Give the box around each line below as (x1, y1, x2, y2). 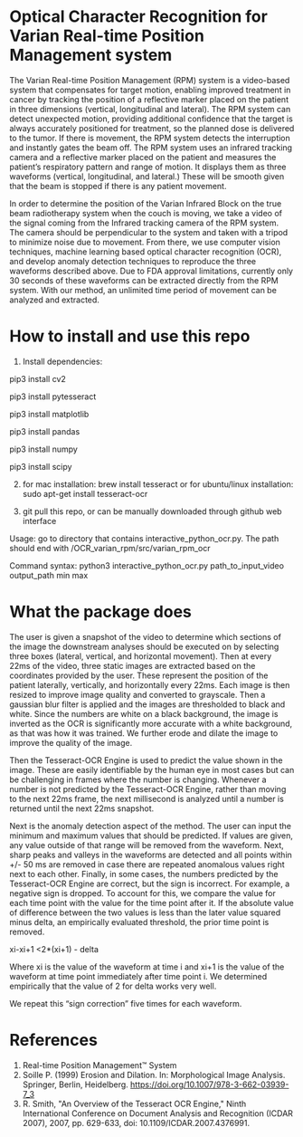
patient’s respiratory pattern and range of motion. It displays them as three (9, 161, 287, 172)
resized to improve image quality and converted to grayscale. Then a (9, 689, 266, 700)
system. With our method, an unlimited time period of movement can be (9, 284, 278, 295)
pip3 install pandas (9, 425, 80, 436)
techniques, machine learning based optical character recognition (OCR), (9, 246, 282, 257)
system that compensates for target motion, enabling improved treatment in (9, 84, 291, 95)
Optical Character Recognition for (9, 6, 269, 27)
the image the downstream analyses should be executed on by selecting (9, 641, 279, 652)
